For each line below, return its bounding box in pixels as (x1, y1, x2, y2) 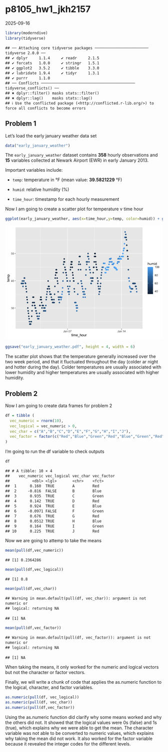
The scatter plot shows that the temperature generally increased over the (5, 353, 156, 359)
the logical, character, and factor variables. (5, 684, 93, 690)
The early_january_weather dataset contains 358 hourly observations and (5, 152, 158, 158)
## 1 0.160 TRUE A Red (5, 483, 99, 489)
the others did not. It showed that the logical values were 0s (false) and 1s (5, 719, 157, 726)
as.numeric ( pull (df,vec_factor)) (5, 705, 75, 710)
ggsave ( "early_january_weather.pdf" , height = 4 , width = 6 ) (5, 344, 135, 349)
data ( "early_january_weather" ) (5, 143, 70, 148)
